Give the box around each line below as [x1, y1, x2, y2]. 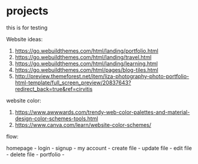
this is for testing [6, 24, 48, 31]
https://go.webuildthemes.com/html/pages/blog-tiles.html [14, 66, 158, 73]
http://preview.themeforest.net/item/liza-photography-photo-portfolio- [14, 72, 190, 80]
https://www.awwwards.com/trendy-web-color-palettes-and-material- [14, 108, 190, 116]
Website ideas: [6, 35, 43, 42]
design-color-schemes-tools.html [14, 115, 98, 122]
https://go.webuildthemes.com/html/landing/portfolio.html [14, 47, 159, 54]
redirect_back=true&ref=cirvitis [14, 85, 93, 92]
